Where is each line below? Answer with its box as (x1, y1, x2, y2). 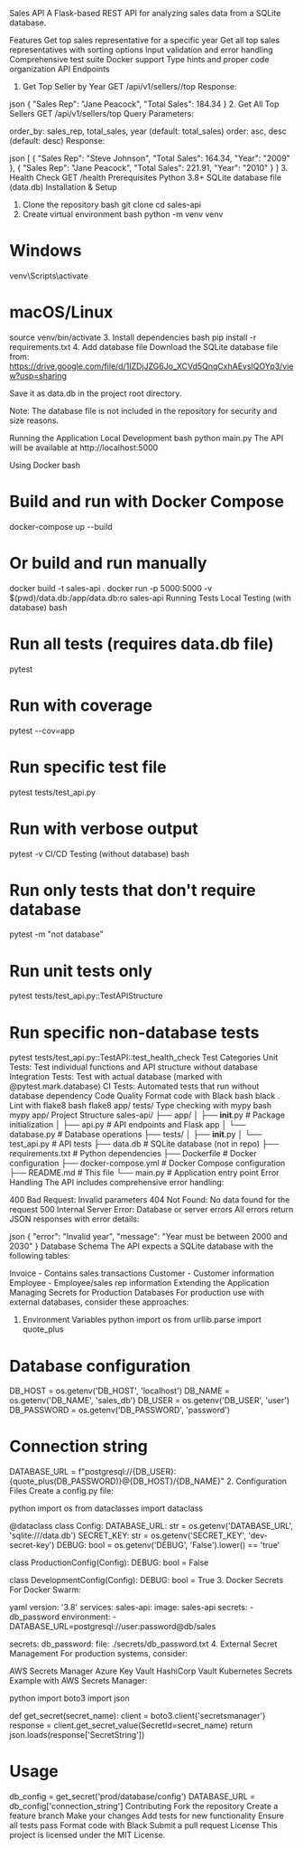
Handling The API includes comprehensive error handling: (9, 1177, 225, 1188)
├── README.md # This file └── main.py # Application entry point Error (9, 1167, 280, 1178)
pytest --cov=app (9, 725, 75, 736)
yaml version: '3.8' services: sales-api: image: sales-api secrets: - (9, 1602, 254, 1613)
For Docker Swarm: (9, 1584, 81, 1595)
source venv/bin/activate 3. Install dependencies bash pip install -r (9, 332, 257, 343)
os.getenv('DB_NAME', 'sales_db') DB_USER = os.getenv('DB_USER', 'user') (9, 1395, 290, 1406)
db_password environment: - (9, 1611, 117, 1622)
